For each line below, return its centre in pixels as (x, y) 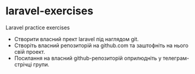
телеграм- (176, 58)
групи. (41, 64)
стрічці (23, 64)
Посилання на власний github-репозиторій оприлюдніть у (88, 58)
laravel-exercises (49, 11)
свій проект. (29, 51)
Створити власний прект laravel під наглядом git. (76, 39)
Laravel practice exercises (38, 27)
